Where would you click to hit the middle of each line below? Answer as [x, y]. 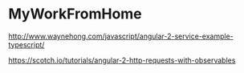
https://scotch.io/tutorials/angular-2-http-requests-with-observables [122, 60]
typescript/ [26, 44]
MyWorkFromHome [75, 14]
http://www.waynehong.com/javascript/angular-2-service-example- [121, 36]
